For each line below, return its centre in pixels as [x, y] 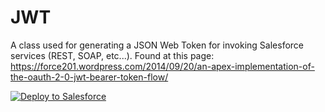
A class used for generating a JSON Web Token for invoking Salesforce [157, 45]
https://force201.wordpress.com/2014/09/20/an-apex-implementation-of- [162, 66]
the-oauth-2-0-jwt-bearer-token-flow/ [89, 77]
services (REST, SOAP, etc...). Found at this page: [112, 55]
